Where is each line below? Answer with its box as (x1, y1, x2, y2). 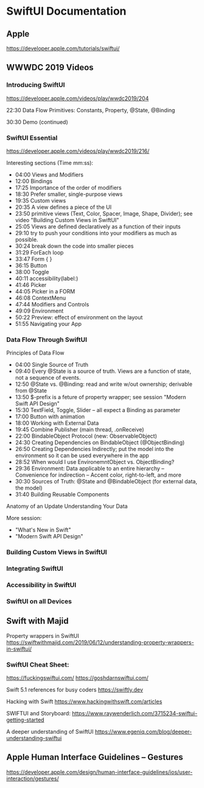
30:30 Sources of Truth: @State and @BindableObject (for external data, (15, 478, 198, 485)
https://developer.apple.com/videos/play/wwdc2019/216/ (6, 147, 150, 154)
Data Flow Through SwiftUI (6, 335, 87, 344)
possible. (15, 236, 38, 243)
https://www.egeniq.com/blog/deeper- (94, 728, 192, 736)
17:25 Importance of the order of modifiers (15, 184, 122, 191)
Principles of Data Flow (6, 349, 65, 356)
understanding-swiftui (6, 734, 62, 742)
